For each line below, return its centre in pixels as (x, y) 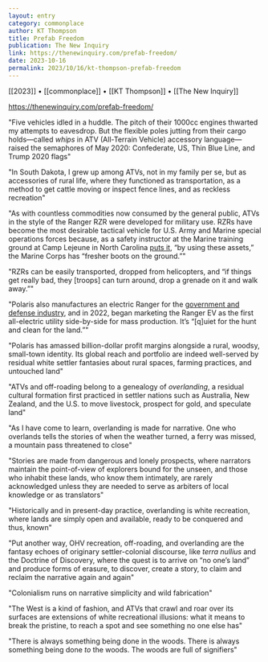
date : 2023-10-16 (37, 61)
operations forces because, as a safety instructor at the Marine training (126, 239)
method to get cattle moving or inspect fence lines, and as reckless (120, 189)
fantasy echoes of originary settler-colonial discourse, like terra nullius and (132, 551)
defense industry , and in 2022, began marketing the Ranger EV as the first (131, 312)
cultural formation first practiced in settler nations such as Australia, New (129, 395)
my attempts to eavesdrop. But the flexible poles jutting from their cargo (127, 130)
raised (19, 148)
